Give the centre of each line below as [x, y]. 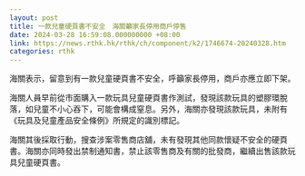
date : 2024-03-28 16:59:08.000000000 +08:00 [95, 34]
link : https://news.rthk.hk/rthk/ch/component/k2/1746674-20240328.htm [148, 43]
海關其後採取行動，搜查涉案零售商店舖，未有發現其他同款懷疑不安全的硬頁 [148, 140]
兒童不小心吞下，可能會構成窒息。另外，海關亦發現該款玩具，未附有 [160, 109]
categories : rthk [42, 52]
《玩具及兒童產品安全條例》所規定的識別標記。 [97, 121]
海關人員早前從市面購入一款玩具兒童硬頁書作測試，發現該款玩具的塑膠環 [144, 98]
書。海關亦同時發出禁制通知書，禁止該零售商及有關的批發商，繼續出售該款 [148, 152]
